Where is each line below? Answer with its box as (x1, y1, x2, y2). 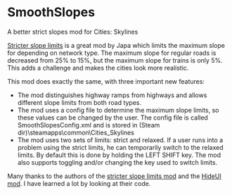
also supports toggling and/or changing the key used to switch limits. (17, 158, 218, 166)
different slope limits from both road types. (17, 98, 142, 106)
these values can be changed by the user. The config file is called (17, 113, 209, 122)
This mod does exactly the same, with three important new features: (7, 77, 205, 85)
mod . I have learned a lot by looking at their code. (7, 179, 151, 187)
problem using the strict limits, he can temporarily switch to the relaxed (17, 143, 224, 151)
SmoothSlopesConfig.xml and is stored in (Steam (17, 120, 160, 129)
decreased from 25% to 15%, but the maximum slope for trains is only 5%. (7, 56, 223, 64)
